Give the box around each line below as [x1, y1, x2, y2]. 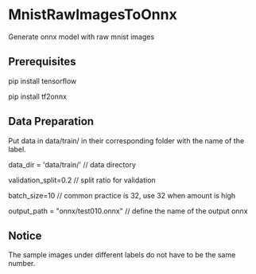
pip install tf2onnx [8, 92, 68, 101]
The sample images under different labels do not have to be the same [8, 250, 236, 260]
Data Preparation [8, 115, 94, 128]
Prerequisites [8, 55, 76, 68]
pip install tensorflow [8, 76, 77, 85]
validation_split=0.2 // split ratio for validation [8, 175, 157, 185]
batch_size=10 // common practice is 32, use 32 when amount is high [8, 190, 236, 200]
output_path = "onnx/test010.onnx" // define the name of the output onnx [8, 205, 248, 216]
